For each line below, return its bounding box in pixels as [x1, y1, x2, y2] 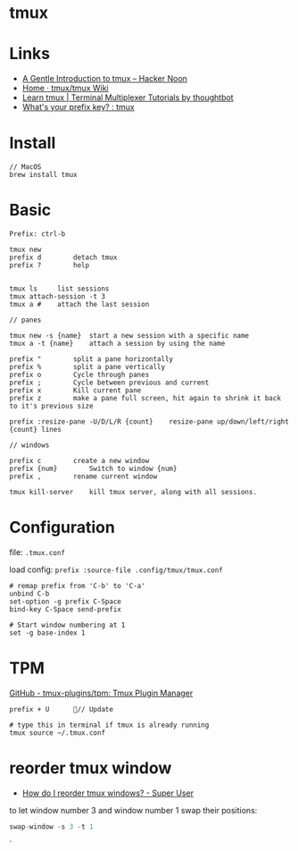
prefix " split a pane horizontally [9, 355, 174, 364]
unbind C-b [9, 589, 50, 598]
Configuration [9, 518, 116, 538]
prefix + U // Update [9, 704, 114, 713]
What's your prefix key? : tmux [21, 102, 136, 113]
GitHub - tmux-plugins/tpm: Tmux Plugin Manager [9, 687, 194, 698]
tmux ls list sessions [9, 284, 110, 293]
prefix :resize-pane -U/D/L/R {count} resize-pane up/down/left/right [9, 417, 290, 426]
